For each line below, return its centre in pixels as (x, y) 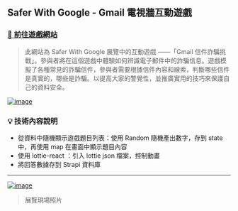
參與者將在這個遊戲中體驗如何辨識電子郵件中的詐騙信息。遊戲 (130, 60)
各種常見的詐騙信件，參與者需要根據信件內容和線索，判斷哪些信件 (134, 69)
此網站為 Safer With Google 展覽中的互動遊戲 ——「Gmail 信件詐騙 (122, 51)
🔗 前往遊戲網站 (33, 35)
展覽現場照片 (43, 200)
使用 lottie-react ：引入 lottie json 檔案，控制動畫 (89, 156)
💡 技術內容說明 (33, 121)
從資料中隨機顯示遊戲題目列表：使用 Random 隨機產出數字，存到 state (120, 138)
